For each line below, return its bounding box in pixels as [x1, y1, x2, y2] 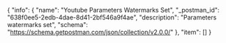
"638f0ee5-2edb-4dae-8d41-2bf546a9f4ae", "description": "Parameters [7, 13, 217, 21]
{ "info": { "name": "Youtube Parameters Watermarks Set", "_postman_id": [7, 6, 220, 14]
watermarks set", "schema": [7, 21, 89, 28]
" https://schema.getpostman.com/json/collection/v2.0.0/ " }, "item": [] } [7, 28, 211, 36]
